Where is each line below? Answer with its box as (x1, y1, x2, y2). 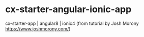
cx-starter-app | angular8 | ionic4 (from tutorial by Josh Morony (5, 20, 139, 26)
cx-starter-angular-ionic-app (5, 4, 132, 15)
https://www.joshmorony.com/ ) (5, 25, 71, 31)
